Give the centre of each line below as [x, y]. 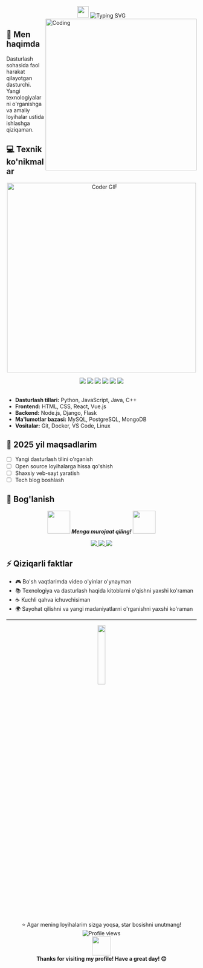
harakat [16, 72]
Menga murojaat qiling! [101, 531]
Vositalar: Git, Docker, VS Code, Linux [63, 425]
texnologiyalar [24, 97]
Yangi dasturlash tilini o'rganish [54, 459]
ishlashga [18, 123]
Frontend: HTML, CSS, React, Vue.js [61, 406]
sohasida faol [23, 65]
